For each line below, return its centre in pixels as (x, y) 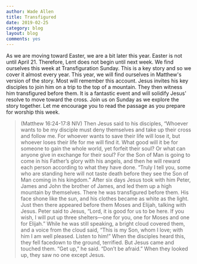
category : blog (25, 28)
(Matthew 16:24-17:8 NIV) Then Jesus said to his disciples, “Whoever (104, 123)
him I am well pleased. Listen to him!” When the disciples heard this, (103, 236)
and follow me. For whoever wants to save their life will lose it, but (100, 136)
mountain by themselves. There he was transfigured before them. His (105, 192)
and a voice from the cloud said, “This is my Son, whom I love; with (102, 230)
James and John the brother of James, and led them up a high (96, 186)
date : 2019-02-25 (27, 22)
